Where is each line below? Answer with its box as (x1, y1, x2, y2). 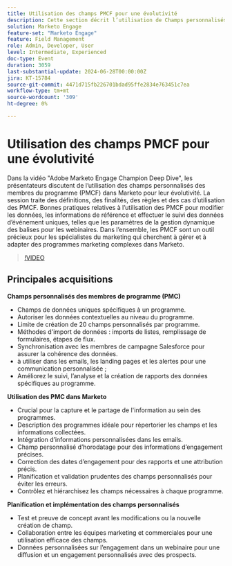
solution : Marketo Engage (7, 23, 81, 30)
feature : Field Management (7, 36, 85, 43)
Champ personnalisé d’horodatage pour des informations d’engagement (17, 443, 223, 451)
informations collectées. (17, 427, 86, 436)
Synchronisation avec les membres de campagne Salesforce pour (17, 342, 205, 351)
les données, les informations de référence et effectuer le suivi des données (7, 211, 224, 219)
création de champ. (17, 521, 73, 529)
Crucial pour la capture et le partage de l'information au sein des (17, 406, 202, 414)
